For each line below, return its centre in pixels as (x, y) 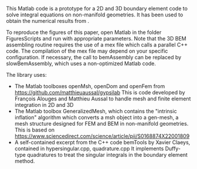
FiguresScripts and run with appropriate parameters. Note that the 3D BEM (96, 38)
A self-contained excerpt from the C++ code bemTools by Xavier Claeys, (102, 142)
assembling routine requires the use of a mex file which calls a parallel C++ (97, 45)
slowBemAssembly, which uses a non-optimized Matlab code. (81, 63)
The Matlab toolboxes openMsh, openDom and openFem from (90, 86)
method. (25, 161)
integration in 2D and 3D (44, 105)
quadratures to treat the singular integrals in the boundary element (107, 155)
